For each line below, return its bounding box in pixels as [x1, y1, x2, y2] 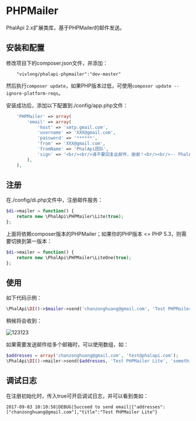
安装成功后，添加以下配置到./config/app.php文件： [6, 102, 128, 109]
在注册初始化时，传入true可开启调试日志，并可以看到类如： [6, 392, 149, 399]
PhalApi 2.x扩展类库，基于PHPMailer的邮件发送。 [6, 24, 125, 31]
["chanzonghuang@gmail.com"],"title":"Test [6, 409, 114, 415]
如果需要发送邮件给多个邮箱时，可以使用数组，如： [6, 341, 129, 348]
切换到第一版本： [10, 238, 52, 245]
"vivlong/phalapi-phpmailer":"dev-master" [16, 71, 121, 77]
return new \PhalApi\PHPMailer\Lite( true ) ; [16, 214, 124, 220]
